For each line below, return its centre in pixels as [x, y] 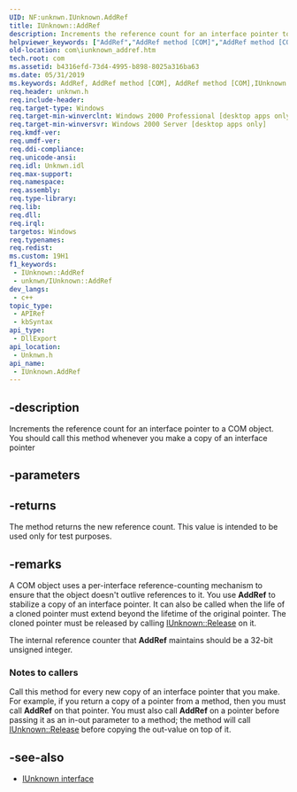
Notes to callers [44, 672]
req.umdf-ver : [35, 141]
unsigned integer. [41, 650]
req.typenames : [37, 240]
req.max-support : [41, 174]
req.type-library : [43, 199]
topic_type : [31, 306]
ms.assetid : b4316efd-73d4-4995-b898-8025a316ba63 [104, 67]
